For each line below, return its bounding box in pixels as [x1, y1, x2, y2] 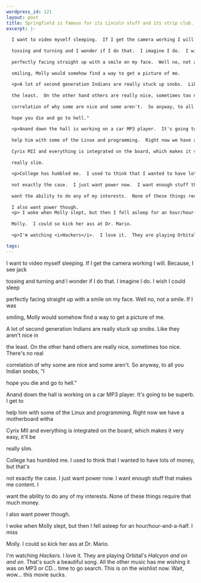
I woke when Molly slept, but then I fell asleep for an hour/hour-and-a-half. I [6, 522, 193, 529]
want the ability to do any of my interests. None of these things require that [6, 492, 191, 500]
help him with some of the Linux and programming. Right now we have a [6, 409, 184, 416]
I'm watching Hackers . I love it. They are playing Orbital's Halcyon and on [6, 552, 187, 559]
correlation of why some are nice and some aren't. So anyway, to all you [6, 361, 184, 368]
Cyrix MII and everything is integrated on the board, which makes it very [6, 427, 184, 434]
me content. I [6, 481, 39, 488]
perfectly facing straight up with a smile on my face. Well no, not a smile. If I [6, 295, 193, 303]
